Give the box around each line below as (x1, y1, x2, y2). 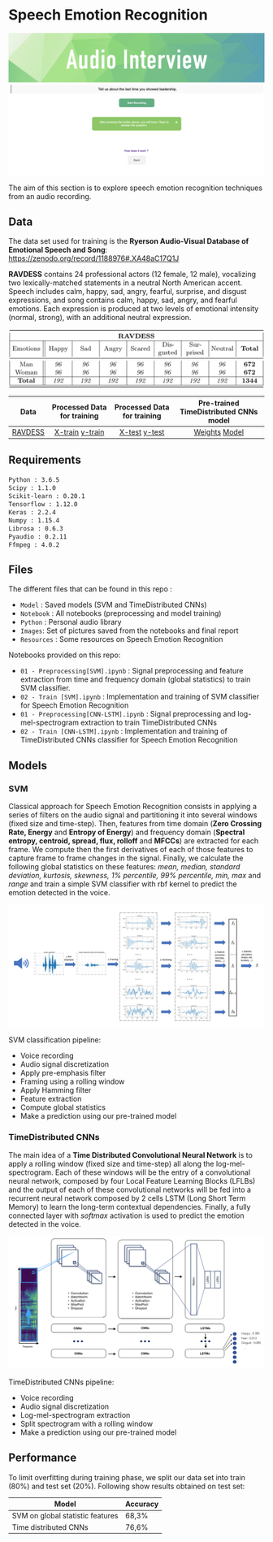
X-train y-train (54, 427, 105, 437)
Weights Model (193, 427, 245, 437)
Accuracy (124, 1499, 159, 1509)
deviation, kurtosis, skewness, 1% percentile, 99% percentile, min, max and (8, 871, 262, 881)
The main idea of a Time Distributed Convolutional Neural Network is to (8, 1150, 253, 1159)
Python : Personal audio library (19, 617, 122, 627)
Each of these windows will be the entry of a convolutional (55, 1167, 251, 1177)
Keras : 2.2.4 (8, 508, 57, 517)
